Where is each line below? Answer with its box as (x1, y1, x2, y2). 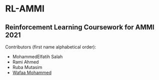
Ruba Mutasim (12, 64, 42, 70)
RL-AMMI (5, 3, 45, 14)
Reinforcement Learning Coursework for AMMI (5, 23, 154, 31)
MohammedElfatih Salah (12, 53, 63, 59)
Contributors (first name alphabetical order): (5, 44, 96, 50)
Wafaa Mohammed (12, 69, 51, 75)
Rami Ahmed (12, 59, 39, 65)
